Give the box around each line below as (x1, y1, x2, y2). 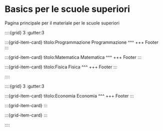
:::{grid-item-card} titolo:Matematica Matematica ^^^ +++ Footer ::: (4, 54, 142, 60)
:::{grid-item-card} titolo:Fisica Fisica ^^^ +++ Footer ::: (4, 64, 117, 70)
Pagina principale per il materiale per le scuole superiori (4, 20, 119, 26)
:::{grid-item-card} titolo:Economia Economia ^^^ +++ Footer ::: (4, 93, 134, 99)
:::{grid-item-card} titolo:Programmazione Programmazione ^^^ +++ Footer (4, 39, 158, 45)
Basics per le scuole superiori (4, 3, 130, 15)
